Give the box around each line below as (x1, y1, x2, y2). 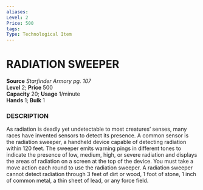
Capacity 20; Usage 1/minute (6, 90, 80, 97)
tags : (6, 25, 20, 32)
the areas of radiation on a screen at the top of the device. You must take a (6, 158, 194, 165)
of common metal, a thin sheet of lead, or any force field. (6, 177, 149, 185)
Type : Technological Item (6, 31, 72, 38)
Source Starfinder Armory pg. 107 (6, 77, 92, 85)
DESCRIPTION (6, 111, 49, 120)
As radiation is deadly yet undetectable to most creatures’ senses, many (6, 125, 187, 133)
